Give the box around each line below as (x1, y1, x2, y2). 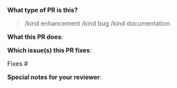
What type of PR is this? (7, 6, 78, 14)
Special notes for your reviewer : (7, 73, 102, 81)
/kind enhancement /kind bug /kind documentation (24, 19, 171, 27)
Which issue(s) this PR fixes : (7, 46, 92, 54)
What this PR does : (7, 33, 63, 41)
